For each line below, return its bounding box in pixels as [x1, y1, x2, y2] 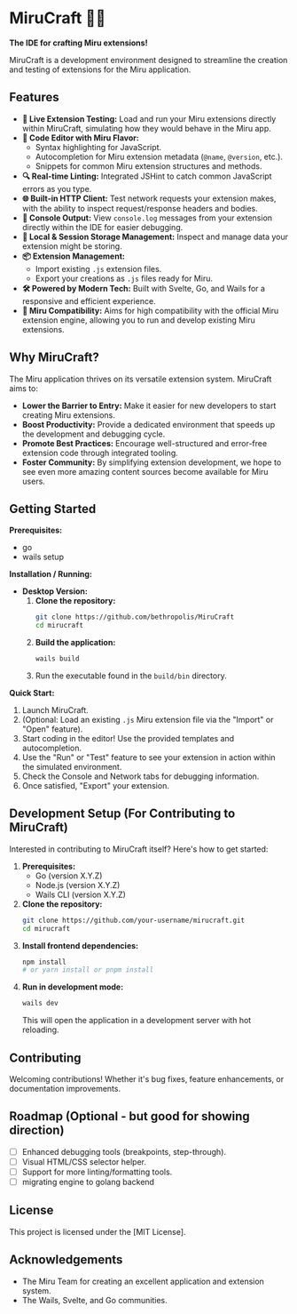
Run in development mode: [21, 981, 124, 992]
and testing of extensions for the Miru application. [9, 64, 191, 75]
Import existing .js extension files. [35, 263, 162, 274]
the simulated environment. [21, 762, 122, 772]
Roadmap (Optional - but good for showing [9, 1109, 250, 1124]
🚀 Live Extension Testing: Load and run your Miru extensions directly [21, 113, 277, 124]
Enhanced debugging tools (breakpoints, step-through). [21, 1146, 227, 1157]
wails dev [21, 999, 59, 1008]
